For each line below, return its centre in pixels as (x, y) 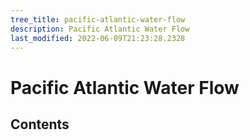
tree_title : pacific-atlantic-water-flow (98, 19)
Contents (40, 124)
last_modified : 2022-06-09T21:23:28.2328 (98, 38)
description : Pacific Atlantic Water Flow (100, 29)
